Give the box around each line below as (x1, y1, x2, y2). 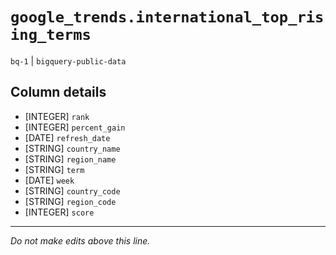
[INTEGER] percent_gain (24, 121, 126, 133)
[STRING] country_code (24, 184, 121, 197)
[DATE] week (24, 174, 75, 186)
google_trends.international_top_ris (10, 8, 325, 27)
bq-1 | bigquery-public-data (10, 54, 127, 67)
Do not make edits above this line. (10, 234, 151, 247)
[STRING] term (24, 163, 85, 175)
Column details (10, 84, 107, 101)
